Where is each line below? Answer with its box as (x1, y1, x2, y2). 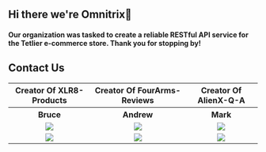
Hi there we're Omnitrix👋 (8, 8, 132, 21)
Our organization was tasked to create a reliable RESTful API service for (8, 29, 249, 40)
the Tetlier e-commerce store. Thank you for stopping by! (8, 38, 202, 47)
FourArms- (137, 85, 181, 96)
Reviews (121, 94, 154, 105)
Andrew (122, 108, 154, 120)
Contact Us (8, 61, 65, 75)
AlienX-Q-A (197, 94, 245, 105)
